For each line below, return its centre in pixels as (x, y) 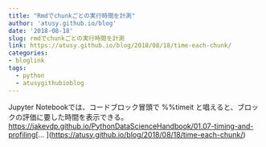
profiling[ (23, 134)
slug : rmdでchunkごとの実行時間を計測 (66, 38)
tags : (17, 68)
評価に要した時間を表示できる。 (75, 116)
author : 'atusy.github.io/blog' (62, 23)
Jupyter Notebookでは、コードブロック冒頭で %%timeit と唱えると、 (123, 107)
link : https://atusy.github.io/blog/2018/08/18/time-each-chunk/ (120, 46)
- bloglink (27, 61)
